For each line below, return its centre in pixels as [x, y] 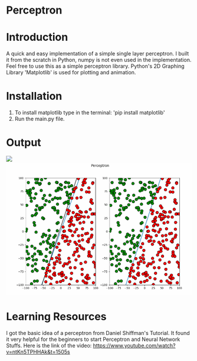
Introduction [37, 37]
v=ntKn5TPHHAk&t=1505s [38, 352]
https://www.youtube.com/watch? [134, 345]
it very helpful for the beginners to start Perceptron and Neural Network [93, 339]
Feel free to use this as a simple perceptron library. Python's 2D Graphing [95, 66]
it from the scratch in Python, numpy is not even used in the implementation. [99, 60]
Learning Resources [56, 317]
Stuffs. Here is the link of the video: [49, 345]
